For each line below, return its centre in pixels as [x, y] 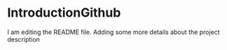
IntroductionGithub [64, 13]
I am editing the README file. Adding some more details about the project [113, 32]
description [24, 39]
